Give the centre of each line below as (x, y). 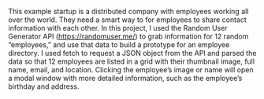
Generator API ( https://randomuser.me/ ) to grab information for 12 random (128, 36)
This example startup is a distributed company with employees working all (128, 11)
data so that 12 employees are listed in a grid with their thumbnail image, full (131, 61)
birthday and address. (44, 86)
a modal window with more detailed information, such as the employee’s (125, 78)
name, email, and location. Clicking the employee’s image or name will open (131, 70)
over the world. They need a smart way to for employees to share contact (127, 20)
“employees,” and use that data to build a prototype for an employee (119, 45)
